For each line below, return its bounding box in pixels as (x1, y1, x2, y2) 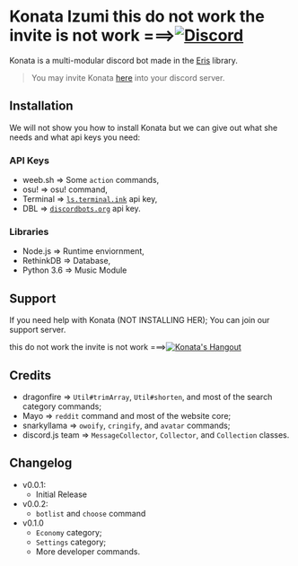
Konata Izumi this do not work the (9, 6, 265, 27)
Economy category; (35, 527, 102, 537)
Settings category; (35, 536, 106, 547)
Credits (9, 368, 52, 383)
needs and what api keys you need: (9, 132, 141, 143)
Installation (9, 99, 74, 114)
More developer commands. (35, 545, 141, 557)
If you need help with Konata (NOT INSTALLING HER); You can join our (9, 315, 270, 326)
